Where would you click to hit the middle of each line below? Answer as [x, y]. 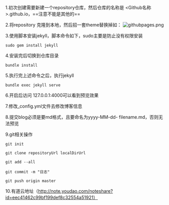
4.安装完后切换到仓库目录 [32, 56]
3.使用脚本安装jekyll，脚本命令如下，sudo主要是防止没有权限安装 [74, 36]
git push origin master [31, 181]
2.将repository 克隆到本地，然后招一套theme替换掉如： [64, 25]
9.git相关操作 [19, 134]
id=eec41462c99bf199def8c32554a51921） [52, 197]
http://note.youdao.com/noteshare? [76, 191]
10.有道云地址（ [22, 191]
